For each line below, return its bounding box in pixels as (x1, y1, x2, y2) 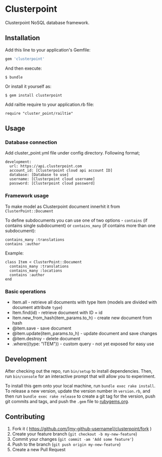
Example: (5, 250, 24, 256)
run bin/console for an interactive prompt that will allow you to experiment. (5, 373, 156, 379)
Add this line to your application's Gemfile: (5, 47, 91, 52)
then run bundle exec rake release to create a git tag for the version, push (5, 393, 156, 399)
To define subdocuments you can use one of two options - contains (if (5, 217, 148, 223)
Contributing (5, 413, 45, 421)
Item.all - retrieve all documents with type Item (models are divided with (12, 299, 158, 305)
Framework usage (5, 192, 49, 199)
